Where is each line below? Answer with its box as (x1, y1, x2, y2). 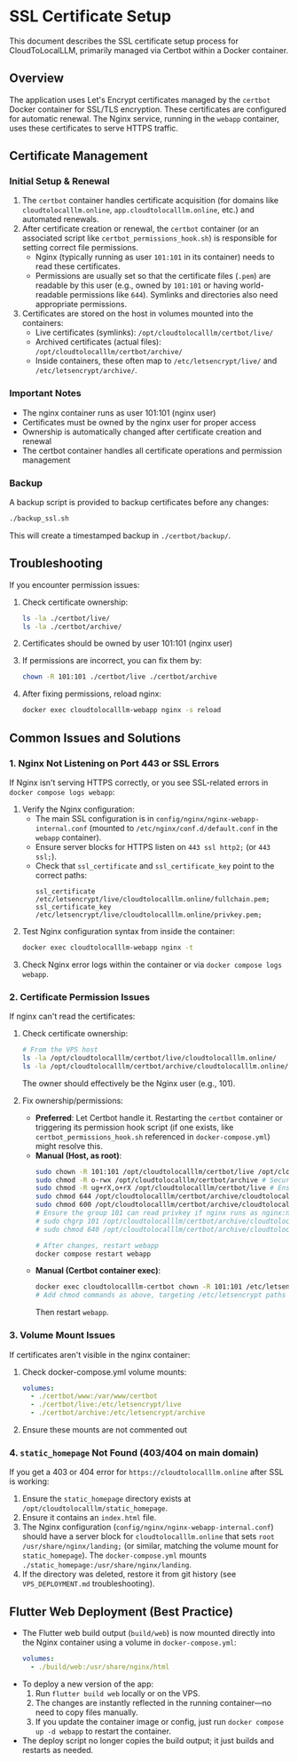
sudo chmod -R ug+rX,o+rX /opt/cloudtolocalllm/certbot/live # (35, 1184, 275, 1193)
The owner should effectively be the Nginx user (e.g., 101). (21, 1077, 236, 1089)
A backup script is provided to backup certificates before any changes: (9, 497, 270, 508)
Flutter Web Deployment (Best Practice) (9, 1604, 233, 1619)
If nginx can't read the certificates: (9, 1011, 136, 1022)
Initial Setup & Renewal (9, 175, 110, 187)
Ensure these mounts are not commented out (21, 1425, 188, 1435)
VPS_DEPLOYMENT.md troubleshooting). (21, 1578, 155, 1589)
